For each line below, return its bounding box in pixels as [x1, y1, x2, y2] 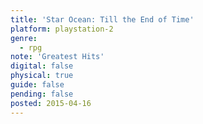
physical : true [10, 71, 74, 81]
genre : [10, 33, 38, 43]
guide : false [10, 80, 65, 90]
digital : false [10, 61, 74, 71]
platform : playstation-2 [10, 24, 114, 34]
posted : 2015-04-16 [10, 98, 92, 108]
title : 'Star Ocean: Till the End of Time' [10, 14, 195, 25]
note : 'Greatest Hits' [10, 52, 105, 62]
